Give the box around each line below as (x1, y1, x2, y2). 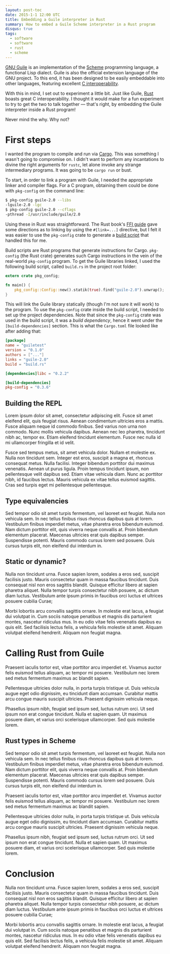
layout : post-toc (5, 7, 42, 13)
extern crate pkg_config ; (5, 273, 60, 278)
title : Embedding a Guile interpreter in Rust (5, 17, 106, 22)
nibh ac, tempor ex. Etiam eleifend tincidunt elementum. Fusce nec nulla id (5, 434, 161, 441)
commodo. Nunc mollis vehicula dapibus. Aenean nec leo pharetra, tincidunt (5, 429, 165, 435)
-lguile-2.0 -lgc (5, 202, 42, 208)
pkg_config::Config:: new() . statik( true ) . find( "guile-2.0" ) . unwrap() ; (14, 287, 165, 292)
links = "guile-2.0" (5, 357, 49, 362)
